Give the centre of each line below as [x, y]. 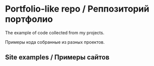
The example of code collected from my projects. [55, 33]
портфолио [29, 19]
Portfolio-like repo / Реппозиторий [77, 9]
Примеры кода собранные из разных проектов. [55, 42]
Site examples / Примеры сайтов [57, 58]
